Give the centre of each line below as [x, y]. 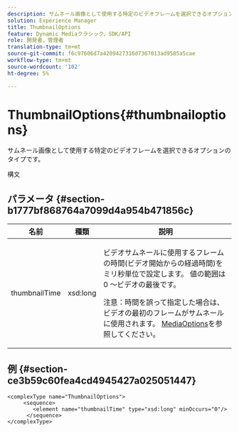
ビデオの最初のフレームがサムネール [163, 313]
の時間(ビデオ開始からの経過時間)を [163, 264]
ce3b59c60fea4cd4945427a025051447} [102, 380]
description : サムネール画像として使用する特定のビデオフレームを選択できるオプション [121, 14]
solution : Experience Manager [52, 21]
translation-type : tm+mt [44, 47]
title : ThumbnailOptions [44, 27]
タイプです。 [26, 159]
